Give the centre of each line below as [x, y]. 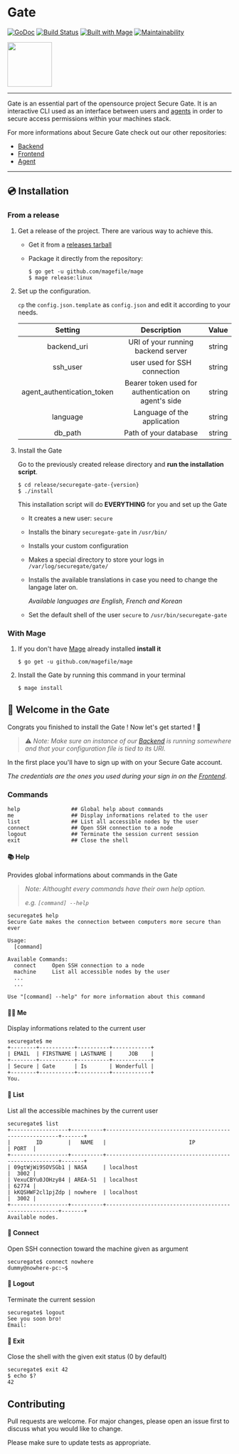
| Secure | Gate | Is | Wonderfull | [81, 1066]
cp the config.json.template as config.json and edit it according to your [124, 304]
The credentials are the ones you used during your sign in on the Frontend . [117, 776]
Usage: [17, 941]
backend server [161, 351]
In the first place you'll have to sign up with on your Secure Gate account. [115, 762]
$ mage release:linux [60, 278]
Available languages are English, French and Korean [105, 601]
